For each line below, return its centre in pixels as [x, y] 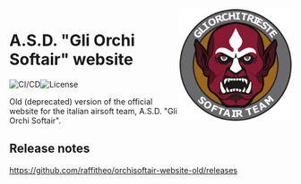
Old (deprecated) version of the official [81, 101]
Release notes [50, 149]
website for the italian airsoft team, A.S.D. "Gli [93, 111]
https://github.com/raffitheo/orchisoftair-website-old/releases [124, 170]
